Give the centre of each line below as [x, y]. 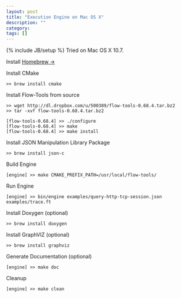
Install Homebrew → [31, 62]
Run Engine [20, 186]
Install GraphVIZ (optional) [38, 235]
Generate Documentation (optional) [49, 257]
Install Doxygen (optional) [37, 213]
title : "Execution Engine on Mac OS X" [55, 17]
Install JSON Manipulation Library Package [58, 143]
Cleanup [16, 279]
